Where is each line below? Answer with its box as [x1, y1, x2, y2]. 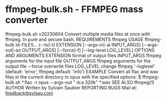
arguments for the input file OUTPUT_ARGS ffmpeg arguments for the [5, 58, 151, 64]
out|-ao [5, 47, 21, 53]
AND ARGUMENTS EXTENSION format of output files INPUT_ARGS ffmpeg [5, 52, 161, 59]
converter [5, 14, 48, 26]
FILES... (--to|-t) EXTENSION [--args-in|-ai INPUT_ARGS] [21, 41, 141, 47]
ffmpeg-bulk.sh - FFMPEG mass [5, 4, 144, 15]
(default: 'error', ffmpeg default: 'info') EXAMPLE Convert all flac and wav [5, 68, 159, 74]
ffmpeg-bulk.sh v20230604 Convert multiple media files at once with [5, 31, 151, 37]
